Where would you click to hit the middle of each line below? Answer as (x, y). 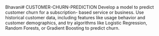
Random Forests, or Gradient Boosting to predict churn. (62, 28)
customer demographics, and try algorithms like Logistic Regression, (76, 23)
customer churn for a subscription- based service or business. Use (74, 12)
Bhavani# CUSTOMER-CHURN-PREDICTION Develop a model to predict (79, 7)
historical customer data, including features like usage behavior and (75, 18)
